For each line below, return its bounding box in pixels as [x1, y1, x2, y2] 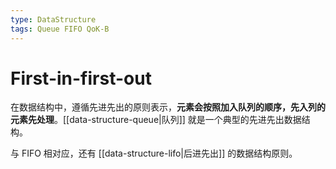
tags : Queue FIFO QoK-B [10, 24, 110, 34]
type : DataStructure [10, 14, 97, 25]
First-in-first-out [10, 67, 152, 90]
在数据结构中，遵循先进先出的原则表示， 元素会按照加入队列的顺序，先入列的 [10, 101, 326, 113]
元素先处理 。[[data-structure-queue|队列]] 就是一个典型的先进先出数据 [10, 114, 302, 126]
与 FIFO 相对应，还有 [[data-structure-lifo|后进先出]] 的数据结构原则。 [10, 147, 298, 160]
